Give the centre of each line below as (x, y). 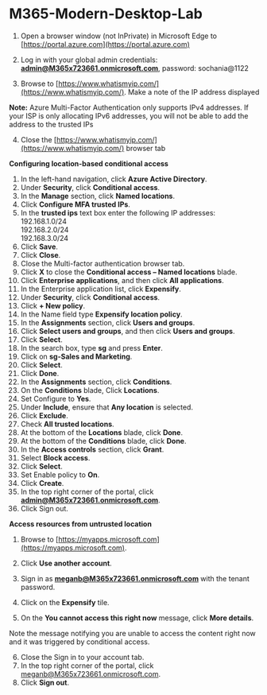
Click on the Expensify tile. (65, 602)
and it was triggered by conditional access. (79, 642)
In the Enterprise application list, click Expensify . (101, 289)
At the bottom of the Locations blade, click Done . (102, 432)
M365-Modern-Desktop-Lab (106, 14)
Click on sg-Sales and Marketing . (76, 356)
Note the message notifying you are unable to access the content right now (133, 633)
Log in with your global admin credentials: (89, 60)
